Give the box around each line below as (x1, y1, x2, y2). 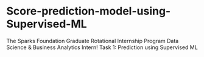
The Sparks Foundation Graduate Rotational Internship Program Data (6, 37, 179, 44)
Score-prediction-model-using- (6, 4, 171, 18)
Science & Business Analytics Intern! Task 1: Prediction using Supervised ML (6, 44, 198, 51)
